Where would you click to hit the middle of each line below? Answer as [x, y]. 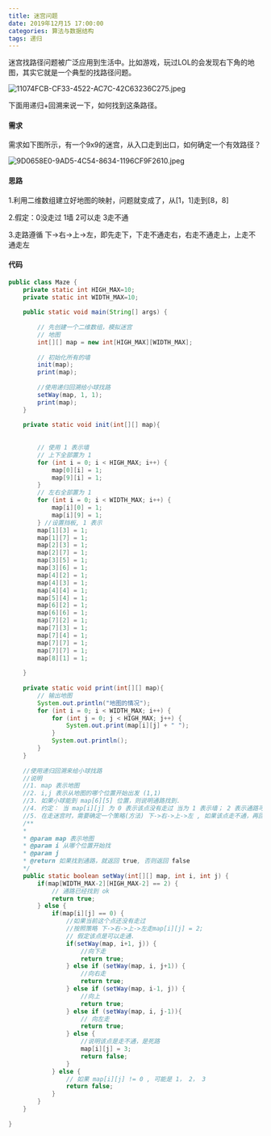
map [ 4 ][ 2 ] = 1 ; [63, 575]
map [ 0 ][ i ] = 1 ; [77, 470]
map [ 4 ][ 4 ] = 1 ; [63, 590]
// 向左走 [95, 1019]
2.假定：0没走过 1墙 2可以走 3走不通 [69, 217]
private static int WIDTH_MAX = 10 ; [81, 297]
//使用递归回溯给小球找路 [74, 388]
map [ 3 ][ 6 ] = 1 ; [63, 568]
